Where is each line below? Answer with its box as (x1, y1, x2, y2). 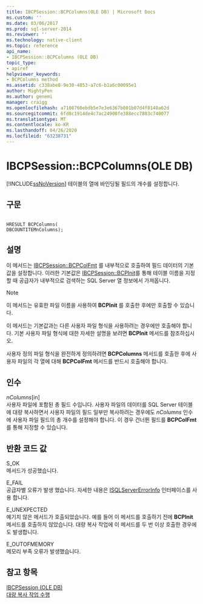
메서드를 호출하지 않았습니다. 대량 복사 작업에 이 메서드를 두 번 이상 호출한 (6, 521, 181, 528)
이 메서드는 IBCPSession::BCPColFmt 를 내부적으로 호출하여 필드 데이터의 (6, 262, 183, 269)
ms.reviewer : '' (6, 32, 47, 38)
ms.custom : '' (6, 15, 42, 21)
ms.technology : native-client (6, 37, 83, 43)
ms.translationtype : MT (6, 116, 67, 122)
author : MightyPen (6, 88, 53, 94)
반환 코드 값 (6, 443, 47, 453)
